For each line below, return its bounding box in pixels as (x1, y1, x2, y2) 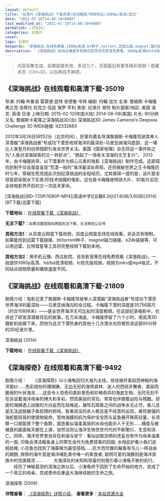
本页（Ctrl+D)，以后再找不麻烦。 (17, 68, 84, 74)
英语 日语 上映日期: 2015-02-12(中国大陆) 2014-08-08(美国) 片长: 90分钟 (11, 111, 159, 117)
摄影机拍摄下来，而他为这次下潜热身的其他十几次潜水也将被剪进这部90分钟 (5, 321, 157, 327)
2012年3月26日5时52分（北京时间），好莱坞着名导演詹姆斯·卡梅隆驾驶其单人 (5, 134, 159, 139)
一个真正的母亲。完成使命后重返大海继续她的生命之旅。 (5, 469, 117, 475)
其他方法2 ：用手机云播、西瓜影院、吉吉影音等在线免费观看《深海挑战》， (5, 254, 152, 260)
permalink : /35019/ (5, 26, 45, 31)
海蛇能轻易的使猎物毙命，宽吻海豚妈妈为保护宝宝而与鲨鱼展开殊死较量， (5, 414, 151, 420)
